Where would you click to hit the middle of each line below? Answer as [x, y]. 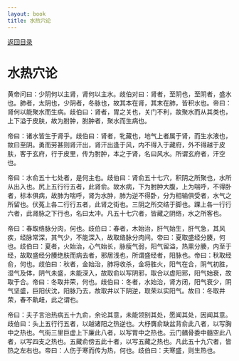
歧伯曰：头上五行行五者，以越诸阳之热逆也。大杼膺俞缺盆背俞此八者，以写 [116, 324]
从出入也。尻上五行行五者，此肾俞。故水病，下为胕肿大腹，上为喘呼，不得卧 [119, 187]
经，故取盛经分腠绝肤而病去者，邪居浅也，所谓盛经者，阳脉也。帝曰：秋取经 [119, 255]
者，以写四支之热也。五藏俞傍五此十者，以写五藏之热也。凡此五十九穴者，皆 [119, 342]
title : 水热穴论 [29, 21]
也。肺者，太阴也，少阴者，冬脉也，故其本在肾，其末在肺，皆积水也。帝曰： [119, 103]
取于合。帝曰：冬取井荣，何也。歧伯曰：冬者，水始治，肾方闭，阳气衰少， [116, 282]
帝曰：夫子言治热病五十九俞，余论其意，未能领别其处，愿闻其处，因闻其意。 [119, 315]
